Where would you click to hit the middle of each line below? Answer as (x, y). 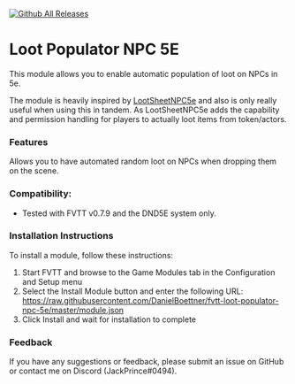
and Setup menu (52, 281)
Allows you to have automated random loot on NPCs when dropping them (143, 161)
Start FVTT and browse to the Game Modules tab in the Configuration (148, 272)
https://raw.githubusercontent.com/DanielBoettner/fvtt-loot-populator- (151, 300)
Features (29, 142)
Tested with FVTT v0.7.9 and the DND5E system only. (119, 213)
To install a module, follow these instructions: (91, 255)
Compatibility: (41, 194)
